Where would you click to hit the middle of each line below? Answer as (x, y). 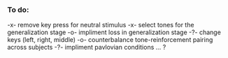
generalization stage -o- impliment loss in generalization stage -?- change (114, 32)
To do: (18, 10)
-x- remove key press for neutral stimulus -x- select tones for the (101, 25)
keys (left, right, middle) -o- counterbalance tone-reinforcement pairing (110, 40)
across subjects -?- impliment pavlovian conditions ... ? (87, 48)
